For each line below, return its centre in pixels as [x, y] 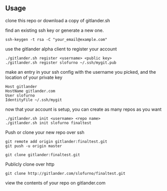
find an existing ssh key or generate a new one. [55, 30]
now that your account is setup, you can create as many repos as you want [83, 109]
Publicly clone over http [30, 164]
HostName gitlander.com [30, 91]
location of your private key [34, 77]
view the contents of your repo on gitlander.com [55, 183]
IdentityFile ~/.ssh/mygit [34, 100]
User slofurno [20, 96]
